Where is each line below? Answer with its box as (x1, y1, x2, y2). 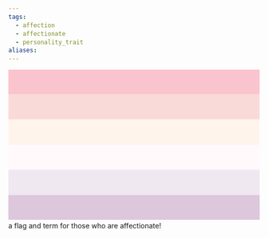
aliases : (8, 46, 37, 55)
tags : (8, 13, 26, 21)
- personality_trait (15, 38, 84, 46)
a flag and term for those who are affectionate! (8, 221, 162, 231)
